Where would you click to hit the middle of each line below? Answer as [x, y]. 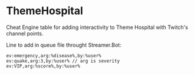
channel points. [25, 33]
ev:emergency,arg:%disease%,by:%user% [54, 56]
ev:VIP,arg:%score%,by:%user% [43, 66]
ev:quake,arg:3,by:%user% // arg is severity [63, 61]
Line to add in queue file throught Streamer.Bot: [64, 45]
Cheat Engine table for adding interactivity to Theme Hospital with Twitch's [97, 27]
